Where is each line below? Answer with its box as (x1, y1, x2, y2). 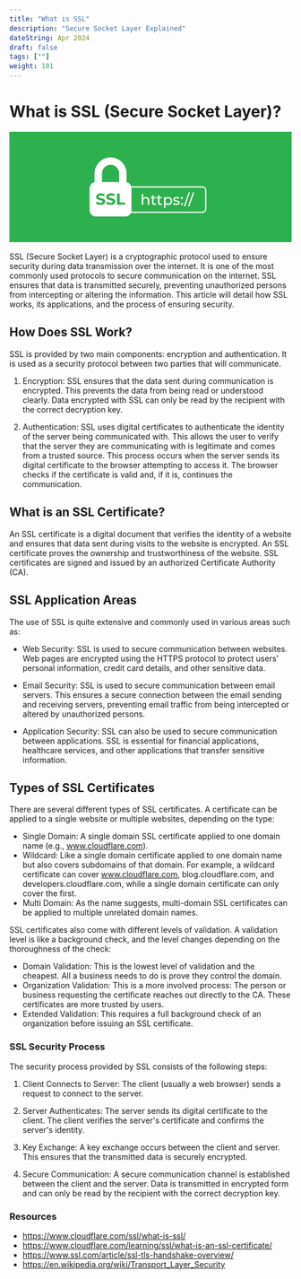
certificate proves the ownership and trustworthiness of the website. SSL (9, 547, 279, 558)
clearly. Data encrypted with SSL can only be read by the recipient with (21, 395, 285, 405)
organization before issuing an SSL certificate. (21, 1018, 193, 1029)
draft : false (9, 43, 58, 52)
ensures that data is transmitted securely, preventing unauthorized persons (9, 280, 287, 291)
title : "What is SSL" (9, 14, 90, 23)
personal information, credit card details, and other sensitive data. (21, 662, 266, 673)
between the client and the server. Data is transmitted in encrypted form (21, 1178, 289, 1188)
